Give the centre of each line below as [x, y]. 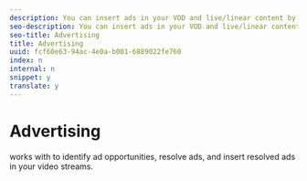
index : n [26, 60]
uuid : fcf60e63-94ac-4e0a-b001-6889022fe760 [95, 52]
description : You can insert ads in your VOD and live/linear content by [153, 18]
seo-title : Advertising [55, 35]
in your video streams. [52, 166]
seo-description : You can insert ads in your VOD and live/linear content [155, 27]
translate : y [34, 86]
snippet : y [30, 78]
